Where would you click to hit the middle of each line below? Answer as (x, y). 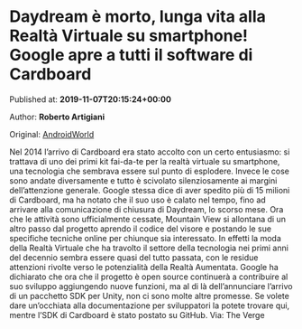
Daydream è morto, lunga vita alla (137, 17)
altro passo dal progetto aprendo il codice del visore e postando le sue (141, 229)
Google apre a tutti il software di (131, 55)
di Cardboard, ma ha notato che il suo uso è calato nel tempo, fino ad (137, 200)
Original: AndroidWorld (52, 134)
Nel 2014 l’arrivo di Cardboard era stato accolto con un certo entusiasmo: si (150, 152)
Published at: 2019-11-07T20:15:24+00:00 (90, 99)
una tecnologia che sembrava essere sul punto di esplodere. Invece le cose (150, 171)
